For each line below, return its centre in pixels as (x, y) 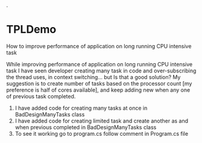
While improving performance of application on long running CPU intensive (99, 64)
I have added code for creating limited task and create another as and (102, 121)
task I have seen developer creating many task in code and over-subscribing (101, 71)
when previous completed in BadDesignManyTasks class (86, 127)
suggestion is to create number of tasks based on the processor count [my (99, 83)
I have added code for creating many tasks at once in (81, 108)
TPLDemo (31, 30)
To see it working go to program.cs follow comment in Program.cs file (102, 133)
